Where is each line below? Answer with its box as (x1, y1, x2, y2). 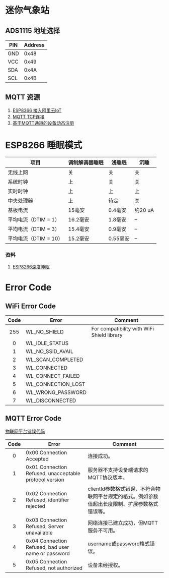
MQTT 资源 (5, 93, 40, 101)
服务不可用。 (88, 527, 118, 534)
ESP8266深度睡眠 (12, 264, 50, 270)
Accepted (26, 455, 49, 462)
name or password (26, 550, 70, 557)
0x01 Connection (26, 464, 67, 471)
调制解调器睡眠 (67, 159, 104, 166)
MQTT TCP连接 (12, 113, 45, 120)
